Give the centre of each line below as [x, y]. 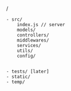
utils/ [25, 51]
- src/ [14, 20]
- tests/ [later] [28, 71]
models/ [26, 30]
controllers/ [33, 35]
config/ [26, 56]
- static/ [18, 77]
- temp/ [16, 82]
